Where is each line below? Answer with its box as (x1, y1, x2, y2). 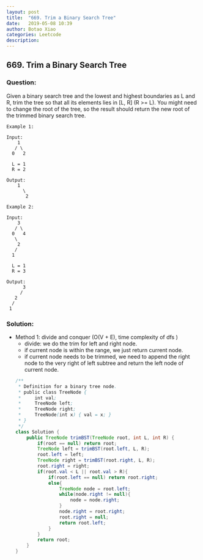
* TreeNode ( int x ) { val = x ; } (18, 412, 112, 418)
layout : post (6, 9, 40, 15)
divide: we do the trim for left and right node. (24, 340, 138, 347)
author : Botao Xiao (6, 26, 56, 32)
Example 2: (6, 204, 34, 210)
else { (48, 480, 62, 486)
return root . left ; (59, 520, 106, 526)
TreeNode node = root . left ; (59, 485, 131, 492)
